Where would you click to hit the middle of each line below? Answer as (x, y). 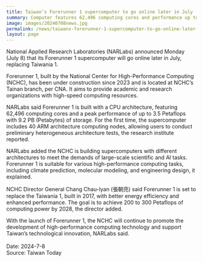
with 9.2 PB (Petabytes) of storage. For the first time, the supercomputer (96, 120)
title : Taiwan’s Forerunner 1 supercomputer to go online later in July (100, 12)
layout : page (23, 34)
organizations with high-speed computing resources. (72, 96)
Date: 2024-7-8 (26, 246)
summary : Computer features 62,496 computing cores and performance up (98, 18)
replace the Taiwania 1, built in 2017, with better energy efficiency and (93, 196)
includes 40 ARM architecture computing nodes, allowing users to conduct (99, 126)
